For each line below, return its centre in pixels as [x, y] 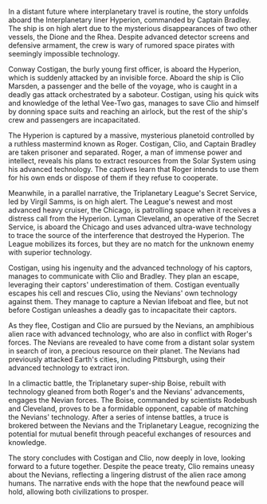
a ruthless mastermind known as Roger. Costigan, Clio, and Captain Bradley [132, 144]
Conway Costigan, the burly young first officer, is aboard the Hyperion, [125, 69]
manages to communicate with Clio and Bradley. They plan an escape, [124, 276]
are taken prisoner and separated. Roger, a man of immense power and [125, 152]
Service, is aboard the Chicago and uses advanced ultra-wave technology [130, 227]
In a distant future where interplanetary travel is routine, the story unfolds [128, 12]
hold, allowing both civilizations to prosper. [79, 492]
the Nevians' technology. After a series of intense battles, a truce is [119, 417]
